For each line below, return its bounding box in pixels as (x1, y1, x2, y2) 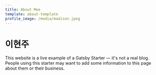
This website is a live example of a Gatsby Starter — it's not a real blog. (5, 55, 150, 61)
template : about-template (5, 12, 58, 17)
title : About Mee (5, 7, 41, 12)
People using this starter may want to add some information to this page (5, 60, 152, 66)
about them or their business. (5, 65, 65, 71)
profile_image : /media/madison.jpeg (5, 16, 80, 21)
